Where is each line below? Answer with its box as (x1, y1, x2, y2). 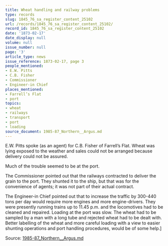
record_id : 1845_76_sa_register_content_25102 (5, 26, 104, 31)
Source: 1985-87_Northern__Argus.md (5, 235, 84, 241)
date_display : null (5, 36, 46, 41)
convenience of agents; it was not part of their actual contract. (5, 184, 134, 190)
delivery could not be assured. (5, 153, 68, 159)
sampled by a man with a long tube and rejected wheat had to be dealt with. (5, 215, 162, 221)
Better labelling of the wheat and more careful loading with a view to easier (5, 220, 160, 226)
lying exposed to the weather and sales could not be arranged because (5, 148, 153, 154)
